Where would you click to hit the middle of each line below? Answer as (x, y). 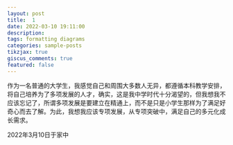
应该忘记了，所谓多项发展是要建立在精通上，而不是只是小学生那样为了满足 (113, 103)
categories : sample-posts (44, 46)
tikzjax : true (28, 52)
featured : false (31, 65)
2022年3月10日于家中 (38, 135)
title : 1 (21, 20)
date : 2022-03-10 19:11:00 (46, 26)
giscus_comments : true (40, 59)
